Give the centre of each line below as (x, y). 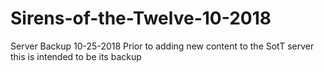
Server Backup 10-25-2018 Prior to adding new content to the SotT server (162, 46)
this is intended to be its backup (76, 56)
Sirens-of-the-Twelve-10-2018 (141, 18)
